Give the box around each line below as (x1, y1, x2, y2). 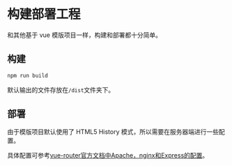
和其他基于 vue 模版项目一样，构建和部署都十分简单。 (7, 31, 162, 39)
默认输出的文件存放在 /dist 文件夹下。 (7, 85, 115, 94)
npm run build (7, 72, 49, 79)
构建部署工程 (7, 6, 82, 22)
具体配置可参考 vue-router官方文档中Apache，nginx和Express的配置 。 (7, 151, 209, 160)
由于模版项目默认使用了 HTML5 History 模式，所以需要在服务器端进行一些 (7, 128, 219, 136)
